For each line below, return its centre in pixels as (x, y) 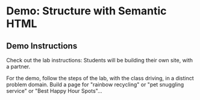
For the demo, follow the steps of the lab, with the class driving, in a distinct (100, 78)
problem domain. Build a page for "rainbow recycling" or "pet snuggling (95, 84)
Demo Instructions (42, 46)
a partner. (18, 66)
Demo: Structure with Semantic (86, 11)
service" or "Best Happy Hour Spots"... (54, 91)
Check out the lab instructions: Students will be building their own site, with (100, 60)
